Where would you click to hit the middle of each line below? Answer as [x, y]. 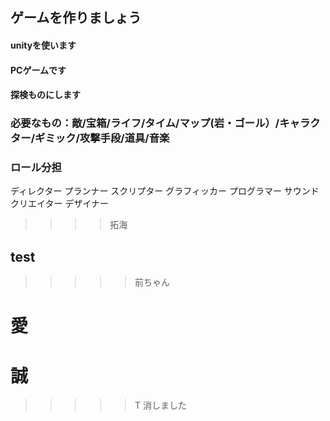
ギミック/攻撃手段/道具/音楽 [102, 138]
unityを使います [43, 45]
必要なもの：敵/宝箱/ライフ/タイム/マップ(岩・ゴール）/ [145, 123]
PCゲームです [38, 70]
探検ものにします [45, 95]
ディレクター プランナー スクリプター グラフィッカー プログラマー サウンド [165, 191]
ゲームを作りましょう [76, 18]
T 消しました [160, 405]
